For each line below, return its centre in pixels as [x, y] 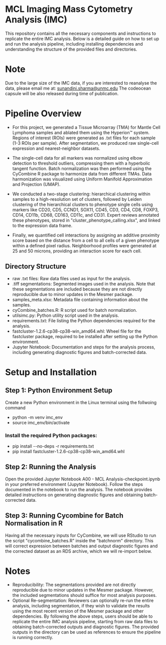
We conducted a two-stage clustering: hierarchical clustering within [81, 194]
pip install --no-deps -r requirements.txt [53, 446]
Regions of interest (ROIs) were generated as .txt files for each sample [84, 138]
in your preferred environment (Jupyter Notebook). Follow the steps [74, 484]
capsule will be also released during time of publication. [62, 93]
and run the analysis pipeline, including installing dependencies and [74, 44]
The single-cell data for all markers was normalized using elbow [77, 158]
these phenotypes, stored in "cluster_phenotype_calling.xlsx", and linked [86, 220]
